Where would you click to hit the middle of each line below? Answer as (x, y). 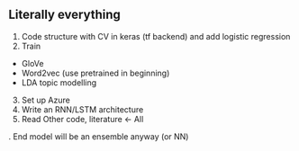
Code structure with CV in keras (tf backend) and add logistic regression (156, 36)
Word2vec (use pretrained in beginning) (95, 73)
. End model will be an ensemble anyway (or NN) (99, 136)
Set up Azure (46, 100)
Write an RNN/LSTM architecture (82, 109)
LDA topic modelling (59, 82)
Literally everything (64, 15)
